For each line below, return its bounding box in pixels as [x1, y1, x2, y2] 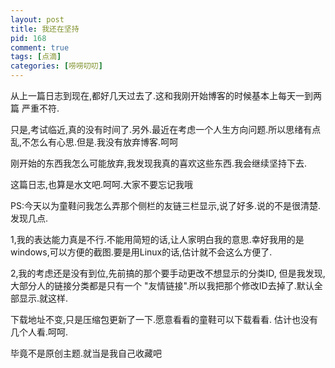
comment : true [10, 42, 70, 53]
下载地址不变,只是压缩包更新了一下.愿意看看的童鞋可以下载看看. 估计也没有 [10, 314, 319, 325]
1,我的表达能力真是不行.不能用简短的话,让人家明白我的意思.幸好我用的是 [10, 234, 305, 245]
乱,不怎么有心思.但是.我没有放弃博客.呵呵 [10, 136, 179, 148]
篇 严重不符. [10, 102, 60, 114]
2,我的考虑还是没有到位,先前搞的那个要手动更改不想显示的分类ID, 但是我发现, [10, 267, 326, 279]
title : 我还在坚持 [10, 24, 80, 34]
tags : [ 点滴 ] [10, 52, 62, 62]
